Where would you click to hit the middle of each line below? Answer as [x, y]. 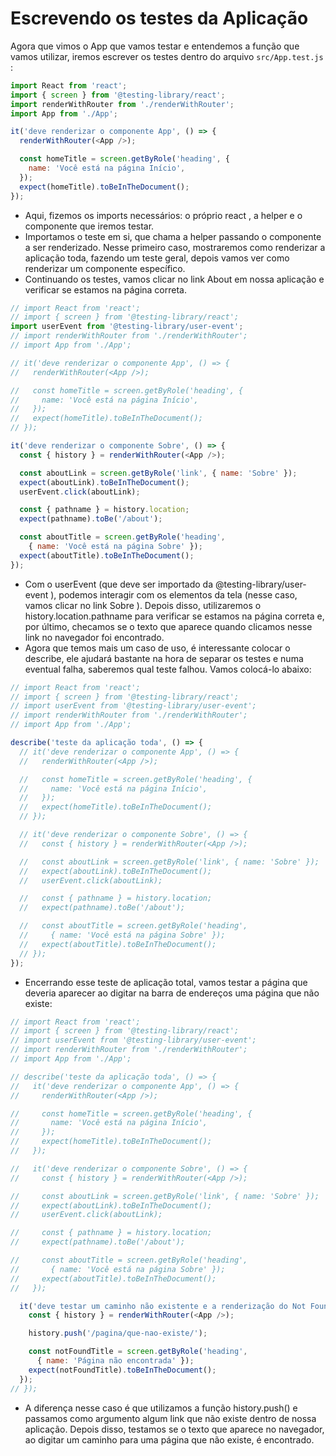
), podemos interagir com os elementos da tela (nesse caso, [174, 594]
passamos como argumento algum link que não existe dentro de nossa [170, 1418]
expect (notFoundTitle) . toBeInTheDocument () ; [122, 1370]
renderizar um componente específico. [105, 268]
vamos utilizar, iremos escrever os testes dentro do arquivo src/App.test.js [167, 56]
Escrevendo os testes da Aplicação [159, 18]
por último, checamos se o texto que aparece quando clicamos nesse [168, 626]
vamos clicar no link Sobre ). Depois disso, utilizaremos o [143, 605]
